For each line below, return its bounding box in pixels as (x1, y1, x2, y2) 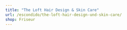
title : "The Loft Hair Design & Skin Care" (5, 7, 99, 13)
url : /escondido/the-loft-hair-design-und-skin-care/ (5, 12, 122, 17)
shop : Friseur (5, 17, 36, 22)
